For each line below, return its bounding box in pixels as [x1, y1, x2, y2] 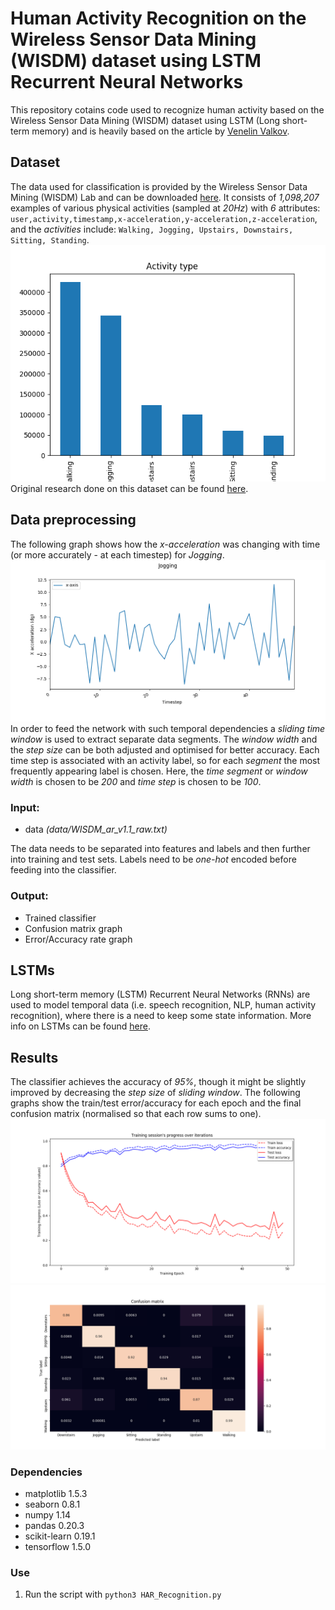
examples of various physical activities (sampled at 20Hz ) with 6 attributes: [10, 202, 321, 214]
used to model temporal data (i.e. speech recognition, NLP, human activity [10, 999, 317, 1011]
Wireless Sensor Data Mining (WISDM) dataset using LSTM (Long [10, 114, 280, 126]
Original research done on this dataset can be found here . [10, 482, 249, 494]
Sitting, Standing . [10, 233, 90, 246]
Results [10, 1049, 59, 1066]
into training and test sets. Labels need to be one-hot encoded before [10, 853, 297, 866]
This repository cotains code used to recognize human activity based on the [10, 103, 325, 116]
